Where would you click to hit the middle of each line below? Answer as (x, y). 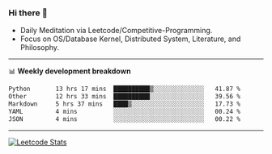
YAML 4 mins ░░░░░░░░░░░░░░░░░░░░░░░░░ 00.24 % (125, 111)
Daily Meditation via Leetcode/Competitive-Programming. (116, 31)
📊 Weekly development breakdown (70, 71)
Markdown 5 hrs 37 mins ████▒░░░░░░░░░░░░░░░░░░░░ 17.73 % (125, 104)
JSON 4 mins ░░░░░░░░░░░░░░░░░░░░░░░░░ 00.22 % (125, 119)
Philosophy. (39, 48)
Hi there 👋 (28, 13)
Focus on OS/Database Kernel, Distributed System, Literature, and (130, 39)
